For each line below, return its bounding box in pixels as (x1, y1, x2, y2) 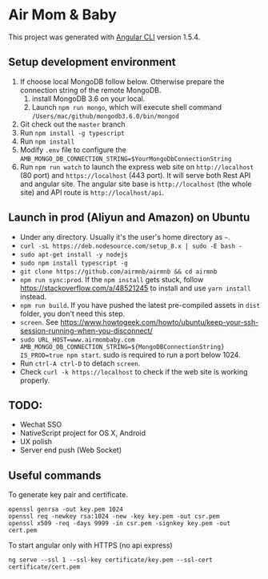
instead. (19, 291, 47, 302)
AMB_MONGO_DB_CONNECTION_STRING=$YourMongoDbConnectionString (19, 155, 232, 163)
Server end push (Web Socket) (19, 445, 122, 455)
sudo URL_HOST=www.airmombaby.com (19, 335, 135, 344)
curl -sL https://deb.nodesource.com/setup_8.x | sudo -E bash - (19, 242, 242, 250)
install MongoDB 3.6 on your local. (31, 94, 146, 103)
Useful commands (8, 468, 102, 482)
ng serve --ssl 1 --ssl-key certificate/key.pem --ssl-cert (8, 556, 214, 565)
